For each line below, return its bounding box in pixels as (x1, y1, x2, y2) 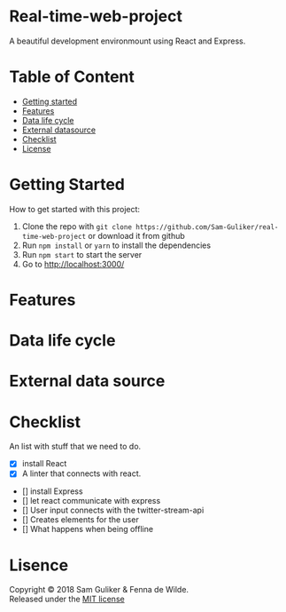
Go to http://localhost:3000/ (21, 258, 125, 269)
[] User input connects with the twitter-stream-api (21, 505, 205, 516)
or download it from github (88, 230, 186, 241)
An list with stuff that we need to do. (9, 441, 142, 452)
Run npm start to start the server (21, 249, 143, 259)
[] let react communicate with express (21, 496, 161, 506)
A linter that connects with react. (21, 468, 142, 479)
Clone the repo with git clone (21, 220, 133, 232)
